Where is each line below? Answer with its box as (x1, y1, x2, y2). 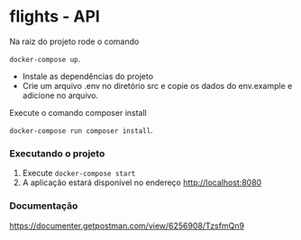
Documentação (9, 200, 78, 212)
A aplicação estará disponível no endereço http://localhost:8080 (22, 177, 262, 188)
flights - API (9, 6, 101, 27)
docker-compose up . (9, 53, 81, 64)
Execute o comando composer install (9, 107, 147, 118)
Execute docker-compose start (22, 168, 136, 179)
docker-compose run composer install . (9, 124, 153, 136)
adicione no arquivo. (22, 90, 99, 101)
